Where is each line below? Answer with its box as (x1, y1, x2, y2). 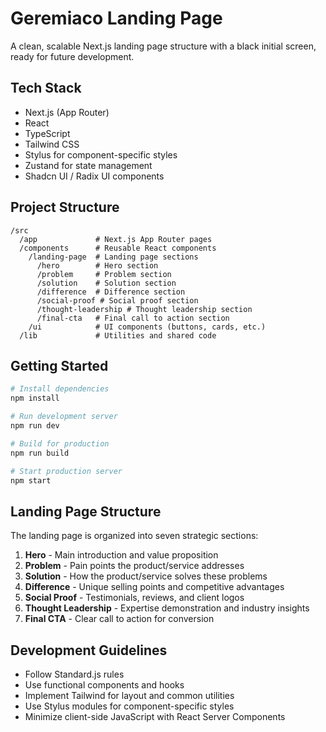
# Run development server (10, 412, 118, 422)
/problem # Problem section (36, 269, 172, 279)
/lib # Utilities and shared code (19, 330, 217, 341)
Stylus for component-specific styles (24, 148, 178, 161)
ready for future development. (10, 50, 135, 62)
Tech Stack (10, 80, 82, 97)
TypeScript (24, 127, 71, 139)
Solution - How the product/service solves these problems (24, 570, 268, 582)
